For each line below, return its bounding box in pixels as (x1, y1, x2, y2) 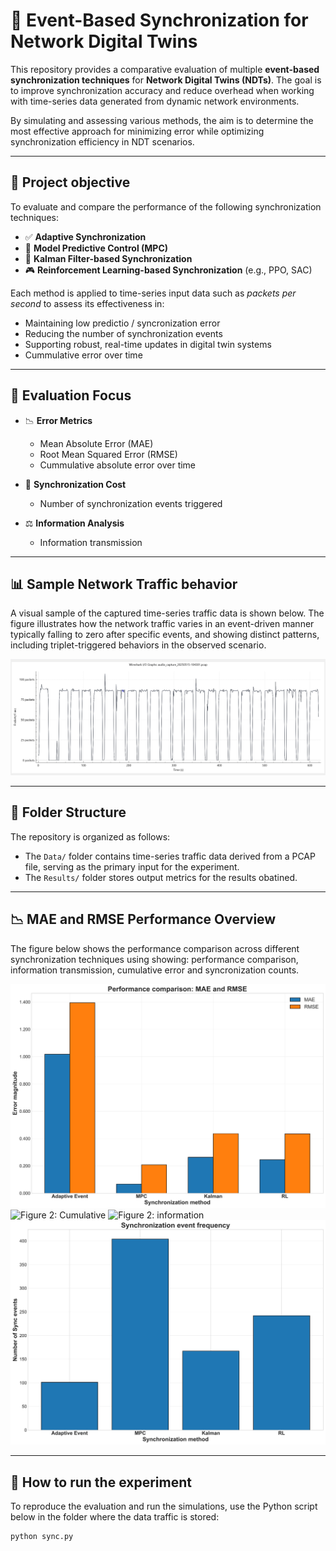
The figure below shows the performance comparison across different (10, 942, 300, 954)
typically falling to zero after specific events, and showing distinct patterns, (10, 629, 320, 641)
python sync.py (10, 1531, 74, 1541)
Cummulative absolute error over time (39, 459, 197, 471)
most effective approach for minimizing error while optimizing (10, 125, 265, 137)
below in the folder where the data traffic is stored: (10, 1510, 220, 1523)
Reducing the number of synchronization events (24, 327, 223, 339)
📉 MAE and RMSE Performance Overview (10, 911, 277, 928)
